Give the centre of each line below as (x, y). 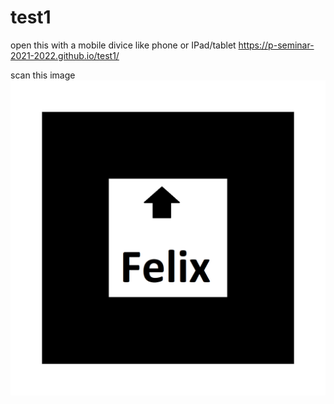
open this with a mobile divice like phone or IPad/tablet (123, 45)
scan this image (43, 75)
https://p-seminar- (276, 45)
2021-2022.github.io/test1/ (65, 55)
